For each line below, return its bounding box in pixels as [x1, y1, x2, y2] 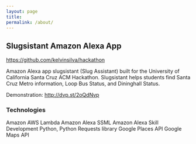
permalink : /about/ [6, 19, 54, 25]
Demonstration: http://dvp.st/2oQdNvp [6, 92, 99, 99]
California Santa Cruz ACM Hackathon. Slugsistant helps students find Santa [6, 74, 191, 81]
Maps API [6, 132, 29, 139]
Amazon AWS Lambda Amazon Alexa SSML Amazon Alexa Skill [6, 119, 159, 126]
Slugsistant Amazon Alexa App [6, 41, 122, 51]
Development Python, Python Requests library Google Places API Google [6, 125, 182, 132]
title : [6, 14, 22, 20]
